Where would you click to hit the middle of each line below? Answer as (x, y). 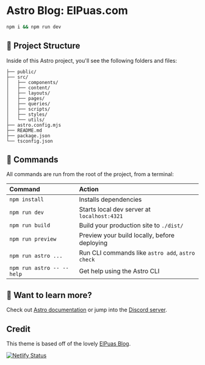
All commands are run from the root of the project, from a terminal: (90, 174)
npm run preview (33, 239)
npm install (27, 200)
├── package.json (28, 136)
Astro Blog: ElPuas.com (67, 11)
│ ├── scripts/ (28, 109)
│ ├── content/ (28, 88)
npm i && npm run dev (34, 27)
